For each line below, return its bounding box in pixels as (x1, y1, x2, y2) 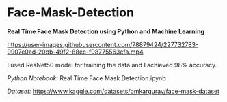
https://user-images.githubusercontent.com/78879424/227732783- (7, 40, 199, 48)
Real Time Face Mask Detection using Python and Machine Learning (7, 27, 205, 35)
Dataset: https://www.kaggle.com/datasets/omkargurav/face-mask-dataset (7, 87, 220, 95)
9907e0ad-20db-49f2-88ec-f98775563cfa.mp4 (7, 48, 144, 56)
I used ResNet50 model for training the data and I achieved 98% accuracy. (7, 61, 217, 69)
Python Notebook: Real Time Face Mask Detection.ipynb (7, 73, 166, 82)
